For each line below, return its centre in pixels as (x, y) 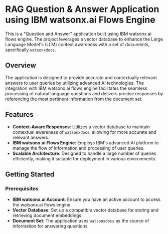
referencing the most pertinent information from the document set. (74, 99)
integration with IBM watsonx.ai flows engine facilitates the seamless (76, 88)
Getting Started (30, 174)
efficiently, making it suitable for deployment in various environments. (84, 158)
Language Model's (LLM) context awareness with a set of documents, (77, 44)
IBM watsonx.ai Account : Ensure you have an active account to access (87, 199)
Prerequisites (22, 188)
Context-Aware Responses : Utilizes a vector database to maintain (81, 127)
